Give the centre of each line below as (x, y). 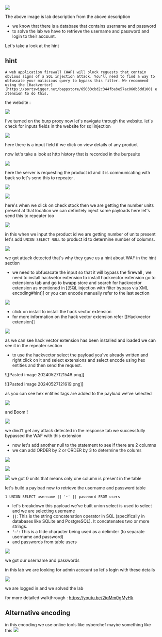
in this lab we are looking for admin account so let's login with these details (80, 570)
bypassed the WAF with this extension (43, 436)
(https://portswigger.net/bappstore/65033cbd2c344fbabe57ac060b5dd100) (79, 89)
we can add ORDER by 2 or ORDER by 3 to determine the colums (77, 450)
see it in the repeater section (34, 345)
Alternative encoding (38, 613)
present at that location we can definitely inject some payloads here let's (78, 210)
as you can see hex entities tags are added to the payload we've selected (78, 393)
